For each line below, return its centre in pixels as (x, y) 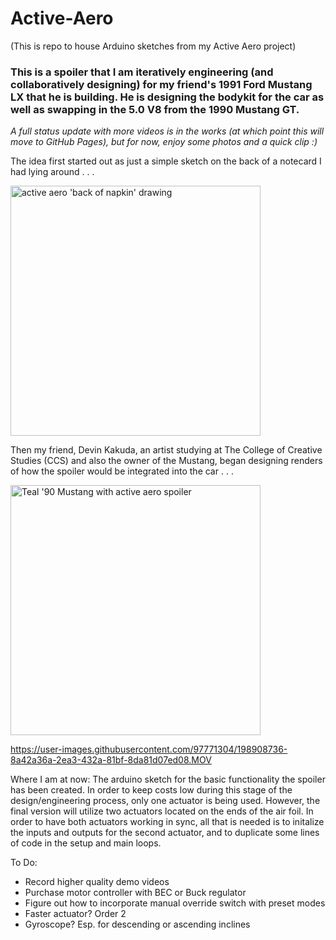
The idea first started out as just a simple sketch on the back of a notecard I (166, 161)
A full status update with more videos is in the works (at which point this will (167, 131)
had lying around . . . (52, 172)
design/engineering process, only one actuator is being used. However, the (165, 801)
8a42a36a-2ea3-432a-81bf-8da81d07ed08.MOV (111, 760)
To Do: (24, 863)
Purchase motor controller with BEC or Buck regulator (135, 893)
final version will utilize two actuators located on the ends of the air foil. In (162, 811)
